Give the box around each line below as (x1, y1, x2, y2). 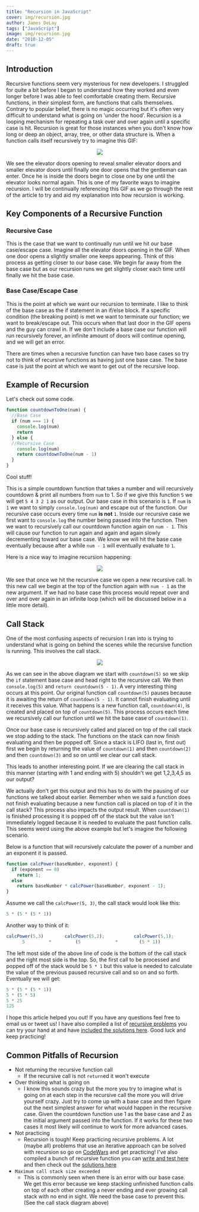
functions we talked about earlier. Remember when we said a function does (6, 793, 191, 800)
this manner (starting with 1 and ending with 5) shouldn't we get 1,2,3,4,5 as (6, 769, 191, 776)
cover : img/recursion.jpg (6, 14, 70, 20)
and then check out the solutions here (23, 1161, 117, 1168)
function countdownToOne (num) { (6, 407, 86, 413)
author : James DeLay (6, 20, 58, 26)
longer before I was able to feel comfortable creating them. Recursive (6, 92, 176, 100)
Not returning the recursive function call (14, 1066, 113, 1074)
